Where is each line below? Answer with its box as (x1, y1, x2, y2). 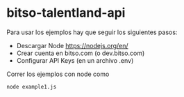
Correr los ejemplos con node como (6, 70, 110, 78)
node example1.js (6, 83, 57, 90)
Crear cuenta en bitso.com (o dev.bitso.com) (16, 49, 145, 57)
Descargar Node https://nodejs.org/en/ (16, 41, 129, 50)
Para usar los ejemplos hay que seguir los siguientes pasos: (6, 28, 178, 36)
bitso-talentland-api (6, 5, 126, 21)
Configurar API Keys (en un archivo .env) (16, 56, 134, 64)
